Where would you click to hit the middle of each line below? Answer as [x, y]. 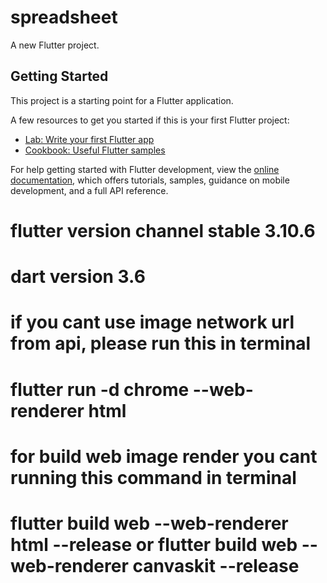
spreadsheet [64, 17]
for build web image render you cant [164, 456]
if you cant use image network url [152, 322]
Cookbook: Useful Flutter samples [95, 150]
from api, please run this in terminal [161, 343]
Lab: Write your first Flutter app [89, 139]
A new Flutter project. [55, 45]
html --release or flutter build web [154, 544]
